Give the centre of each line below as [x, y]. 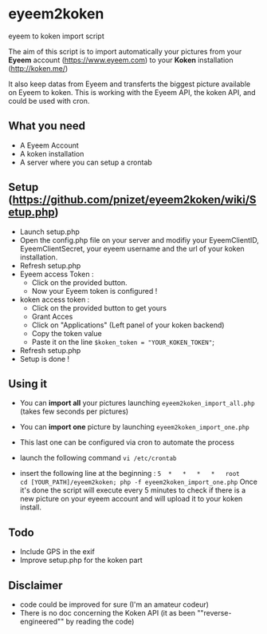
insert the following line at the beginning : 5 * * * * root [130, 474]
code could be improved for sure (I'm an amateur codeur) [114, 604]
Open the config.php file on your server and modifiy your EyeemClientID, [139, 240]
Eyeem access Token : [57, 274]
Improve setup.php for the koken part [81, 561]
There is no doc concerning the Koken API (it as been [108, 613]
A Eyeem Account [49, 145]
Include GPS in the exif [57, 552]
